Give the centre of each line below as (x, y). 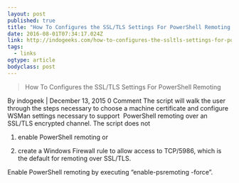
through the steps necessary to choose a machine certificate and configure (118, 108)
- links (25, 54)
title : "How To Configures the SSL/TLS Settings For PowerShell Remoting (119, 27)
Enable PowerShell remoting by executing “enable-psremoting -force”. (110, 172)
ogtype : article (31, 60)
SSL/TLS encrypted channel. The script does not (79, 123)
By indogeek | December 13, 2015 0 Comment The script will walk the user (117, 101)
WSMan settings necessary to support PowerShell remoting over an (107, 116)
